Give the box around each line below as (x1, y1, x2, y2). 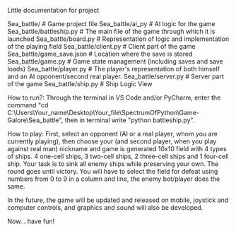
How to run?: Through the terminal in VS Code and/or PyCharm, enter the (7, 93, 221, 102)
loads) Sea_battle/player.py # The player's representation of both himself (7, 65, 220, 73)
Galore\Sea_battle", (7, 116, 64, 124)
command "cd (7, 101, 49, 109)
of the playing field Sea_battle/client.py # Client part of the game (7, 42, 196, 50)
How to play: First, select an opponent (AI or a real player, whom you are (7, 130, 218, 138)
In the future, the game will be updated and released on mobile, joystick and (7, 196, 229, 204)
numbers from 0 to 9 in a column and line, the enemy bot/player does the (7, 174, 220, 183)
